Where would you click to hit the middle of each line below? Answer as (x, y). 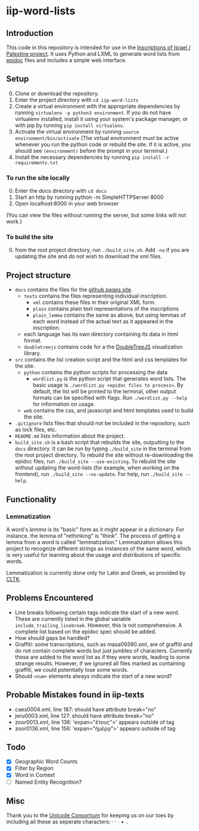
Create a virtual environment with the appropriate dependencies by (97, 106)
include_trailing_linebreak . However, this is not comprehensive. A (98, 625)
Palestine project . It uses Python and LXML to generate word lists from (93, 54)
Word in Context (35, 775)
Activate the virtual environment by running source (77, 131)
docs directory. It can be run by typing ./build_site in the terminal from (103, 449)
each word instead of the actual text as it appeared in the (103, 322)
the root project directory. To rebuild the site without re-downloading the (104, 455)
